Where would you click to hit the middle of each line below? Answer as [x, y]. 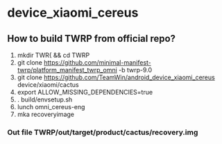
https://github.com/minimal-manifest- [97, 63]
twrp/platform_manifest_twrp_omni [67, 70]
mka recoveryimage [46, 114]
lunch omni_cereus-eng [51, 107]
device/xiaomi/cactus [48, 85]
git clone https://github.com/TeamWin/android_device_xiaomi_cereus [116, 77]
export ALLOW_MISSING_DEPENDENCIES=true [85, 92]
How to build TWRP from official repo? [91, 39]
